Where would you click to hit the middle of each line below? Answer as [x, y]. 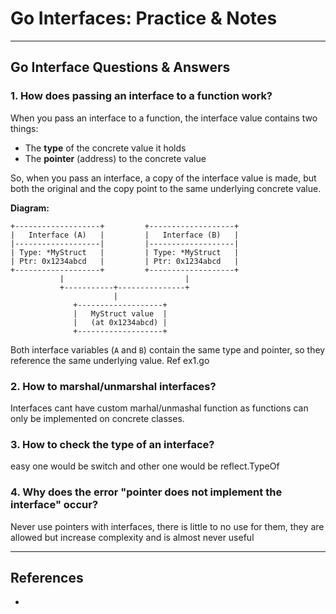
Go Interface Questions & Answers [120, 67]
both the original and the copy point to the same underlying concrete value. [166, 188]
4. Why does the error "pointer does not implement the [146, 492]
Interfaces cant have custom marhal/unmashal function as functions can [159, 408]
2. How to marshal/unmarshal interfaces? [113, 386]
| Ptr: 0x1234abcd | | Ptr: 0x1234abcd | [125, 261]
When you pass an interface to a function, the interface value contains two [164, 118]
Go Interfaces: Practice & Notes [144, 18]
